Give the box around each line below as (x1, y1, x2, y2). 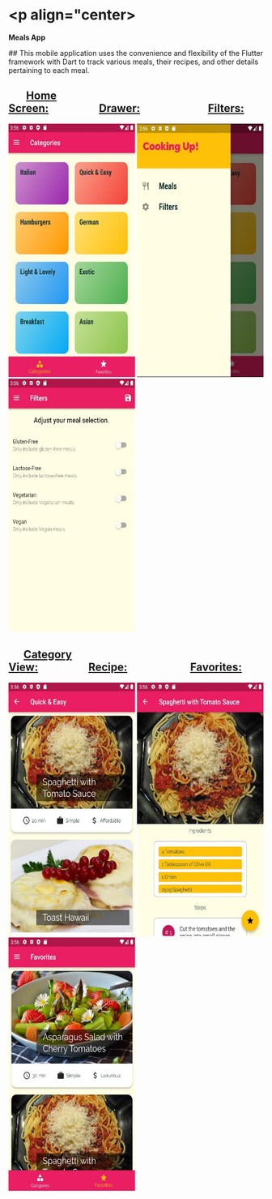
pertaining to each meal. (8, 65, 90, 75)
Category (23, 648, 73, 662)
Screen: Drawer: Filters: (8, 101, 244, 115)
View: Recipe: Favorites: (8, 661, 243, 674)
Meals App (8, 32, 46, 42)
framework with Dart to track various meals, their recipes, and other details (8, 57, 259, 66)
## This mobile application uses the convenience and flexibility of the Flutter (8, 48, 264, 58)
